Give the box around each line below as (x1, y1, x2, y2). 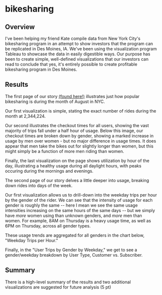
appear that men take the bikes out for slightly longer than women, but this (5, 143, 154, 149)
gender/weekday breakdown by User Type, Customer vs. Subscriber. (5, 252, 143, 258)
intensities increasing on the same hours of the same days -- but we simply (5, 207, 155, 213)
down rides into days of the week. (5, 182, 73, 188)
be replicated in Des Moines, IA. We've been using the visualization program (5, 46, 157, 51)
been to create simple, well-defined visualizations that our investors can (5, 56, 149, 62)
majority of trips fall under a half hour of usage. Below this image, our (5, 128, 144, 133)
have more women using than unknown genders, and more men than (5, 213, 143, 218)
